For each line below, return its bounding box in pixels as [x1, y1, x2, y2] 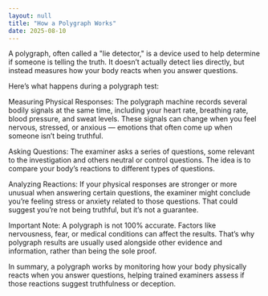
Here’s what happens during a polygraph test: [8, 81, 159, 91]
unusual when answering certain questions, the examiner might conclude [8, 188, 251, 198]
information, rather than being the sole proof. [8, 246, 157, 256]
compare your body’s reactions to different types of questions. [8, 164, 215, 174]
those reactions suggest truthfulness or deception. [8, 279, 177, 289]
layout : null [8, 11, 52, 20]
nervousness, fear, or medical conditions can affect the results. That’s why [8, 229, 255, 239]
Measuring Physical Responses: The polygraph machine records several [8, 97, 247, 107]
